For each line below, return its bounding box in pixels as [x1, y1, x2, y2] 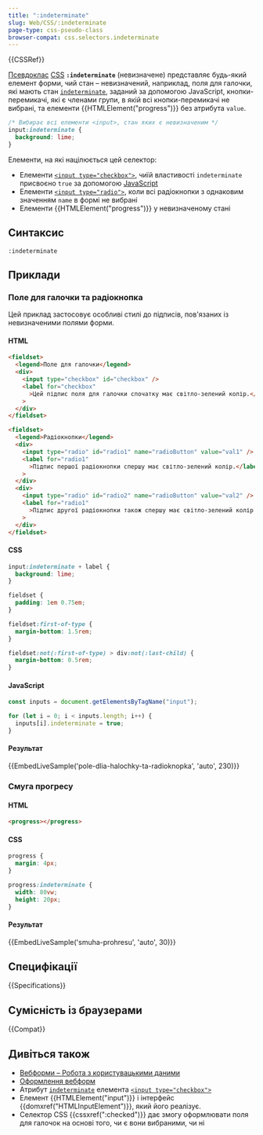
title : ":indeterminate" [8, 11, 89, 20]
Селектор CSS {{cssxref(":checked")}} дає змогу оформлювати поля [19, 1110, 249, 1119]
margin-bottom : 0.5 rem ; [15, 657, 92, 665]
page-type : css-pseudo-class [8, 26, 103, 34]
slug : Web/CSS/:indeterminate [8, 19, 107, 27]
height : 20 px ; [15, 895, 61, 903]
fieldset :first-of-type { [8, 620, 92, 628]
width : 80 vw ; [15, 888, 58, 896]
